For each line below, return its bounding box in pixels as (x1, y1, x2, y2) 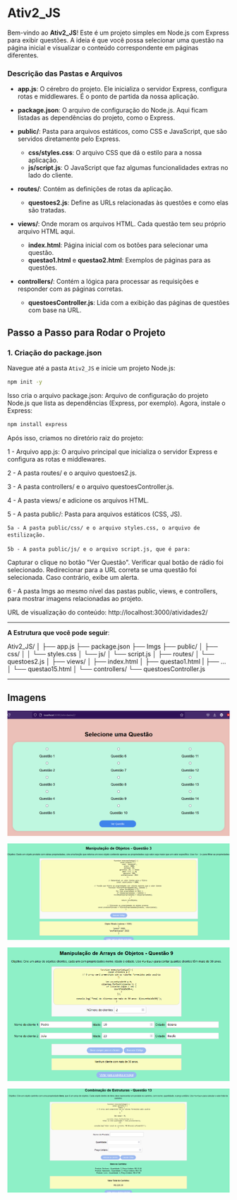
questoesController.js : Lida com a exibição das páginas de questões (28, 299, 230, 307)
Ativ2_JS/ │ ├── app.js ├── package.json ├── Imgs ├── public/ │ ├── (7, 642, 219, 651)
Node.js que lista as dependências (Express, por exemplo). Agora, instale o (7, 399, 226, 407)
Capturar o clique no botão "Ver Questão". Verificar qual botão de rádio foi (7, 558, 224, 566)
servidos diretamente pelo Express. (17, 135, 121, 143)
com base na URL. (28, 306, 82, 314)
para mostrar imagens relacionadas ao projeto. (7, 594, 143, 602)
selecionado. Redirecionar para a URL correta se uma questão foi (7, 565, 197, 574)
